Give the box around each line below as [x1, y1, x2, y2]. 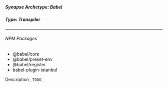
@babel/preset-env [12, 56, 53, 62]
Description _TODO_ [5, 76, 44, 82]
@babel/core [12, 51, 39, 57]
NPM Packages [5, 35, 37, 41]
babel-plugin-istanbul [12, 67, 57, 73]
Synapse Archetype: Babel [5, 4, 62, 10]
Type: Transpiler [5, 16, 40, 22]
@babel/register [12, 61, 46, 67]
